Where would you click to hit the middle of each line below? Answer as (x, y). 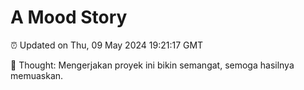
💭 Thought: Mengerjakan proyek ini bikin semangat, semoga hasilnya (152, 65)
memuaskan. (37, 75)
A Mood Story (69, 17)
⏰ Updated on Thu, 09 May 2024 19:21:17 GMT (107, 45)
